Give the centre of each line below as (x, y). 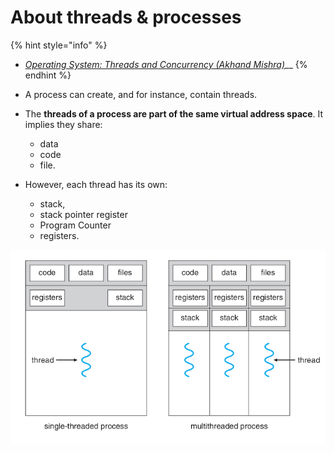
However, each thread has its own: (96, 184)
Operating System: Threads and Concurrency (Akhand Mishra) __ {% (166, 64)
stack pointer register (83, 214)
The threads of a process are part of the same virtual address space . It (174, 113)
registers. (59, 235)
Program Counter (75, 225)
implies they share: (63, 124)
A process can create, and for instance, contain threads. (141, 94)
